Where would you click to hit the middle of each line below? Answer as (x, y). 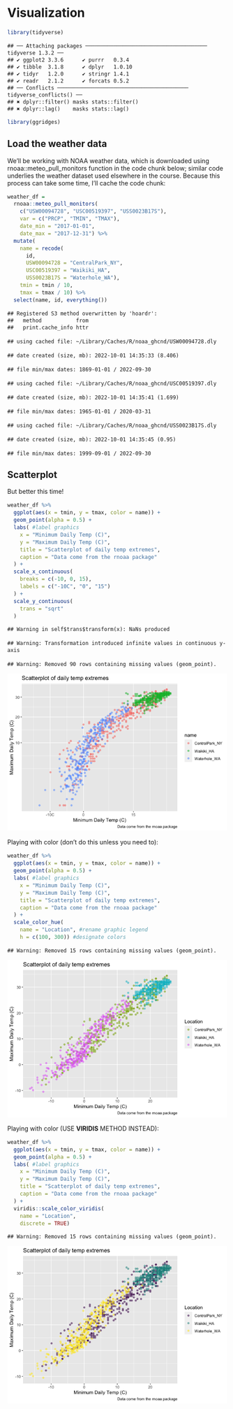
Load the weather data (57, 144)
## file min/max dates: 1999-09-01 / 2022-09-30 (79, 453)
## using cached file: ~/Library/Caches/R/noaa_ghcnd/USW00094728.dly (112, 341)
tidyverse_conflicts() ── (45, 95)
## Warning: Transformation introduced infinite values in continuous (112, 644)
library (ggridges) (34, 122)
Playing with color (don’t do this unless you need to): (83, 842)
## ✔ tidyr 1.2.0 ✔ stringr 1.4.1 (68, 74)
